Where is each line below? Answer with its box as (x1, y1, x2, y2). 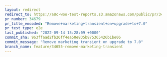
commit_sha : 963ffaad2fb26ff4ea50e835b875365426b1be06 (4, 35, 121, 40)
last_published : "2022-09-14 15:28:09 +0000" (4, 30, 101, 35)
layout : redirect (4, 7, 41, 12)
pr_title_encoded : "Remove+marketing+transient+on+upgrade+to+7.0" (4, 21, 148, 26)
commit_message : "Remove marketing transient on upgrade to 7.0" (4, 40, 143, 45)
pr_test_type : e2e (4, 26, 43, 31)
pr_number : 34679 (4, 16, 41, 21)
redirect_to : (4, 12, 32, 17)
